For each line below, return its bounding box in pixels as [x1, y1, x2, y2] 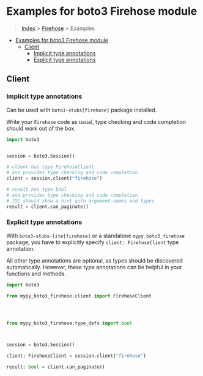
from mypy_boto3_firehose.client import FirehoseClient [6, 293, 152, 299]
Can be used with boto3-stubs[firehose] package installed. [6, 106, 157, 113]
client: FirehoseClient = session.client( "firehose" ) [6, 353, 147, 359]
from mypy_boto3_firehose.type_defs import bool [6, 320, 133, 326]
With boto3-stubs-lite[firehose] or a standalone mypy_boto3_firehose [6, 232, 185, 239]
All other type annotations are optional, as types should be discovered [6, 256, 183, 264]
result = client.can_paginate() [6, 204, 89, 210]
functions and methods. [6, 270, 67, 277]
